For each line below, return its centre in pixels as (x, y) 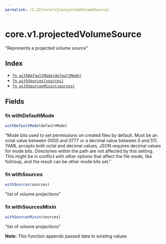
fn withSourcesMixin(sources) (44, 86)
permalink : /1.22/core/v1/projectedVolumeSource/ (57, 10)
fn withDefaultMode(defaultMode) (47, 76)
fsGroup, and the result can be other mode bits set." (58, 161)
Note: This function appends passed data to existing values (66, 236)
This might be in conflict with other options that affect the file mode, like (79, 156)
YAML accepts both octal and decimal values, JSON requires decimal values (83, 146)
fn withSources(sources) (38, 81)
